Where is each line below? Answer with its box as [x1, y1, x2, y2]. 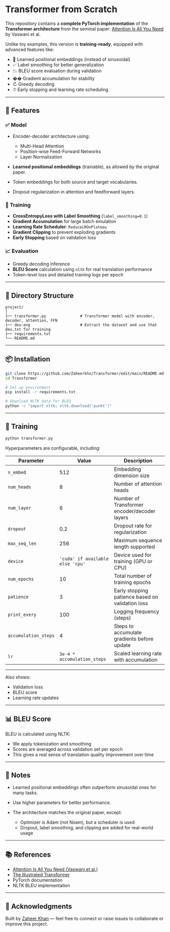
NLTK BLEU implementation [12, 883, 70, 889]
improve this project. [5, 921, 48, 927]
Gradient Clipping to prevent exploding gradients [12, 229, 116, 235]
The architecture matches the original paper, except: [12, 810, 122, 816]
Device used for [113, 551, 152, 558]
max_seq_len [8, 540, 37, 546]
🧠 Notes [5, 771, 31, 780]
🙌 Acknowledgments [5, 902, 72, 911]
